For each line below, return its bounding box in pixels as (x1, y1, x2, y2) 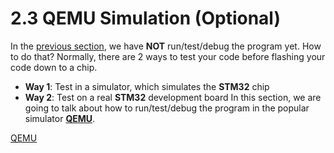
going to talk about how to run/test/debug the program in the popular (24, 102, 310, 114)
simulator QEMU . (24, 112, 96, 124)
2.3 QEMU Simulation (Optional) (10, 7, 281, 30)
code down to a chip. (10, 61, 98, 73)
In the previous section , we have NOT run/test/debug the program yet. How (10, 40, 322, 52)
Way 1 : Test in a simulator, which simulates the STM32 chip (24, 80, 270, 92)
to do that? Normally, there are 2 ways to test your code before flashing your (10, 50, 326, 62)
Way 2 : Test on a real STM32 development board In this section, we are (24, 91, 322, 103)
